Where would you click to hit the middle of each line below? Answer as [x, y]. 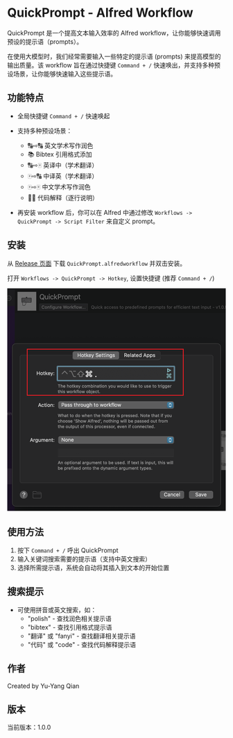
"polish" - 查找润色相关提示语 [70, 618]
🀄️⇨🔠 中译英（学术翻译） [63, 176]
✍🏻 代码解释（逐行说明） [63, 198]
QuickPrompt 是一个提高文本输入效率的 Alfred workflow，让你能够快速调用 [114, 33]
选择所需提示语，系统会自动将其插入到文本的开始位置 [93, 568]
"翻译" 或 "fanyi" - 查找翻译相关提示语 [82, 636]
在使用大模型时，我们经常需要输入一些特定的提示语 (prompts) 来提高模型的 [114, 56]
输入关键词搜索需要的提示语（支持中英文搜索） [84, 559]
